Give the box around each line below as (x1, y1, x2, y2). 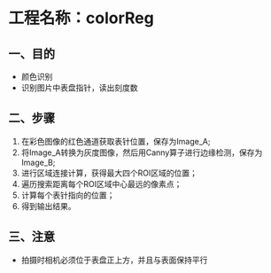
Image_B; (20, 157, 56, 168)
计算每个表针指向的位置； (20, 190, 115, 200)
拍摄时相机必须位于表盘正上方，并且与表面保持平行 (20, 254, 208, 265)
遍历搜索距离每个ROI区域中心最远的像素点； (20, 178, 182, 189)
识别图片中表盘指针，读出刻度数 (20, 82, 138, 93)
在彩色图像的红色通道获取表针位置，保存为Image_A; (20, 136, 211, 146)
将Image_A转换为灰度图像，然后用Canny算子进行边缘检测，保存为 (20, 147, 263, 158)
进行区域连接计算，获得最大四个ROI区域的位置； (20, 168, 198, 178)
